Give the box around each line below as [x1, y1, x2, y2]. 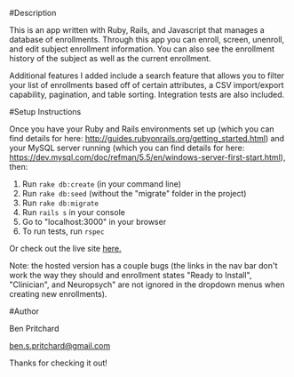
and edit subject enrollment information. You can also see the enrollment [9, 44, 275, 54]
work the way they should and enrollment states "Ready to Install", [9, 270, 252, 280]
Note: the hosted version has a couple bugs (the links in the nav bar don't [9, 261, 278, 270]
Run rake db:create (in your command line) [21, 179, 182, 189]
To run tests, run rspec [21, 226, 105, 237]
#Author [9, 306, 40, 317]
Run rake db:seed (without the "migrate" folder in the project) [21, 188, 247, 198]
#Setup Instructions [9, 107, 82, 116]
